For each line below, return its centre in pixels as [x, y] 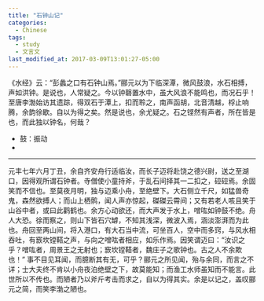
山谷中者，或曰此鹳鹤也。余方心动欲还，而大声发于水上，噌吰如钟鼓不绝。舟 [132, 210]
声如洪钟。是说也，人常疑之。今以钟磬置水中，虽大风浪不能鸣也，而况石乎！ [132, 92]
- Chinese [31, 30]
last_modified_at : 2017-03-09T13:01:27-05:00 [84, 60]
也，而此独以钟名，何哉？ [49, 122]
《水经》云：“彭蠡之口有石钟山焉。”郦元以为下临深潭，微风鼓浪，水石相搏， [130, 83]
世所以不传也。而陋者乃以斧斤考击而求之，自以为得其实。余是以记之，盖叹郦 [132, 279]
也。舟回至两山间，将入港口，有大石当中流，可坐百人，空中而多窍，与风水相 [132, 229]
